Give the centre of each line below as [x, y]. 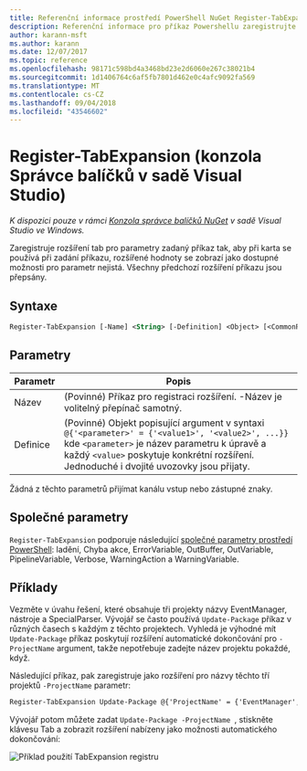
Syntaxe [33, 306]
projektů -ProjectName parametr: [70, 685]
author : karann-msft [49, 35]
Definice [32, 444]
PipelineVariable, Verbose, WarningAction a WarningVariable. [124, 559]
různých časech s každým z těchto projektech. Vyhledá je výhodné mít [143, 629]
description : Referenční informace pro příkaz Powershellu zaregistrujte [153, 26]
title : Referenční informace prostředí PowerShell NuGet [120, 18]
